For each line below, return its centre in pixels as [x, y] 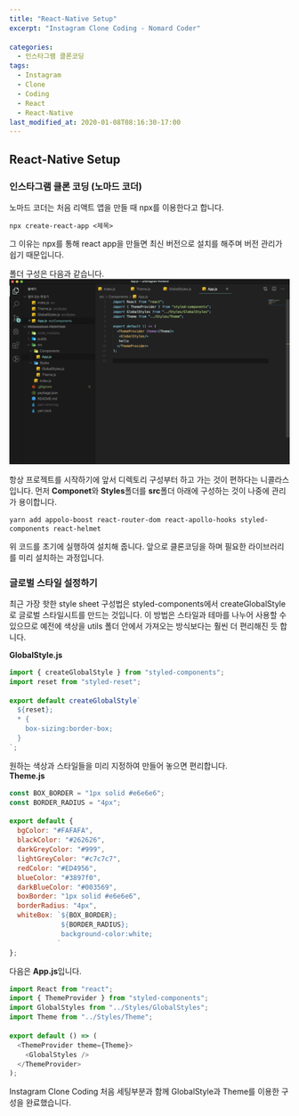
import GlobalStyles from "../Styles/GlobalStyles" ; [109, 1008]
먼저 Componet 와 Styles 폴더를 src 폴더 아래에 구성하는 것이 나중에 [152, 491]
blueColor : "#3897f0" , [59, 877]
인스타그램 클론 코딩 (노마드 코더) [76, 186]
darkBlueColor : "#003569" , [67, 887]
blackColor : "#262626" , [61, 840]
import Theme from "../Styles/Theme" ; [81, 1017]
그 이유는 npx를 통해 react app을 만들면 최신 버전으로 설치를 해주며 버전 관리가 [146, 243]
